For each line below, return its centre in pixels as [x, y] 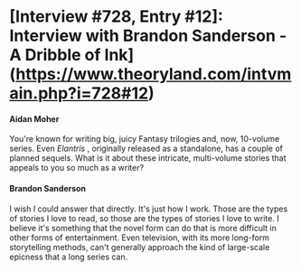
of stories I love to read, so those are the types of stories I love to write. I [144, 218]
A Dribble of [55, 55]
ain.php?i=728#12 [79, 93]
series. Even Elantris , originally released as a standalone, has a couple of [146, 149]
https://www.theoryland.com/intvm [154, 75]
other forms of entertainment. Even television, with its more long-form [139, 238]
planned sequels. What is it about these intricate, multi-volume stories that [148, 158]
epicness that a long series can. [69, 257]
